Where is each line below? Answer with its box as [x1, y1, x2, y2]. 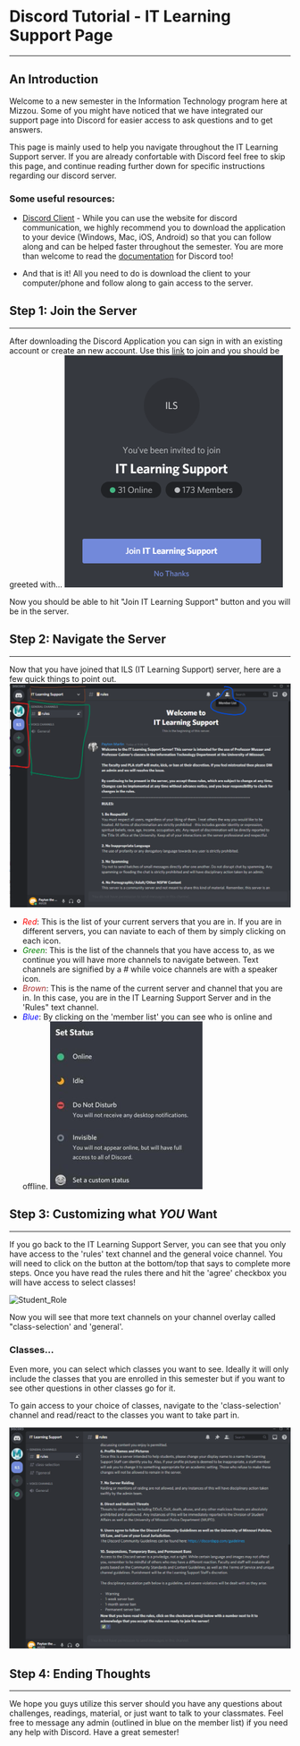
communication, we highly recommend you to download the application [21, 222, 286, 234]
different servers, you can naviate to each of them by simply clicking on [21, 925, 286, 936]
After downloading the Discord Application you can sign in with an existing [9, 336, 283, 346]
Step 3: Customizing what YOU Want [9, 1206, 218, 1222]
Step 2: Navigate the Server [9, 632, 167, 647]
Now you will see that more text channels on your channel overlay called [9, 1311, 276, 1322]
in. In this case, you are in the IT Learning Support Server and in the [21, 992, 271, 1003]
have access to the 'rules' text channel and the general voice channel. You [9, 1248, 283, 1259]
